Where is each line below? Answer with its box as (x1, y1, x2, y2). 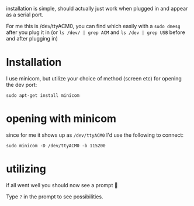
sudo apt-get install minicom (6, 92, 80, 99)
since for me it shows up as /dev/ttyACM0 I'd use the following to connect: (6, 131, 184, 139)
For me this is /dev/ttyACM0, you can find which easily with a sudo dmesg (6, 23, 181, 29)
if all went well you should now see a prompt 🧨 (6, 181, 118, 188)
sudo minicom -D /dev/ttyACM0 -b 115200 (6, 143, 106, 148)
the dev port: (6, 81, 37, 88)
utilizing (6, 163, 47, 175)
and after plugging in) (6, 35, 58, 42)
